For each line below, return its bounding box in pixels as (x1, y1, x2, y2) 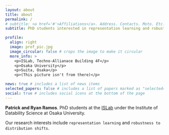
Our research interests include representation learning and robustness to (5, 119, 161, 125)
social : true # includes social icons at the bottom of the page (5, 91, 145, 96)
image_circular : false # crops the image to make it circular (10, 49, 143, 54)
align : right (10, 40, 37, 45)
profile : (5, 35, 24, 40)
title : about (5, 12, 33, 17)
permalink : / (5, 17, 33, 22)
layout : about (5, 7, 35, 13)
